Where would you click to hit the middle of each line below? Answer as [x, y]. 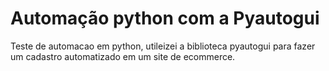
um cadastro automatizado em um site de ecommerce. [123, 56]
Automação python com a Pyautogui [165, 18]
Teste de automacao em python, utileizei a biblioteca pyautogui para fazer [163, 46]
